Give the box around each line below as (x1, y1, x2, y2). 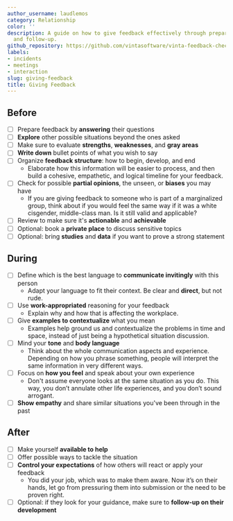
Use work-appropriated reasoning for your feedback (17, 301, 170, 309)
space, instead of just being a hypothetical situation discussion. (27, 331, 209, 340)
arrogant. (27, 391, 54, 400)
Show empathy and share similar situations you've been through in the (17, 398, 221, 407)
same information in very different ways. (27, 361, 144, 370)
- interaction (7, 68, 49, 75)
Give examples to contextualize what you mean (17, 316, 155, 325)
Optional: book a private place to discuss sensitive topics (17, 224, 182, 232)
